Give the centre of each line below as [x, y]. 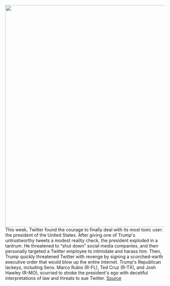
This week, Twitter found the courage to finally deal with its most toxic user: [84, 230]
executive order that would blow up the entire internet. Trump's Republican [83, 262]
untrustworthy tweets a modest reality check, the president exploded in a [81, 240]
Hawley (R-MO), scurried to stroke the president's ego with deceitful [77, 273]
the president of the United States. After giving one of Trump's [70, 235]
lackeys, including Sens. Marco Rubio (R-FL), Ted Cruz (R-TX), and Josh [80, 267]
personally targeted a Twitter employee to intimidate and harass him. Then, [83, 251]
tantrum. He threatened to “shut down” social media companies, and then [82, 246]
